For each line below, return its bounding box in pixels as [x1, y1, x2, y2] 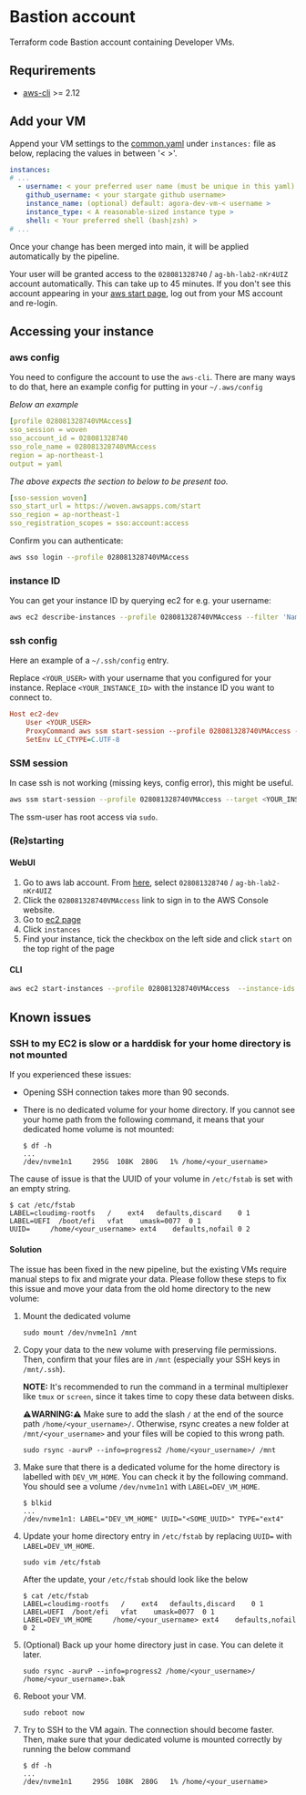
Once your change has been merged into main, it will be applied [9, 241, 249, 252]
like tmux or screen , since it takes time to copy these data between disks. [22, 1391, 295, 1402]
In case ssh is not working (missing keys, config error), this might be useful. [9, 778, 294, 789]
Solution [9, 1243, 43, 1254]
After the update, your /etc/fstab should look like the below [22, 1574, 249, 1585]
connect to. [9, 692, 53, 703]
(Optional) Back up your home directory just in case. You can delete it [22, 1639, 284, 1651]
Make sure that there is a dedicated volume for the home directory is [22, 1461, 280, 1473]
